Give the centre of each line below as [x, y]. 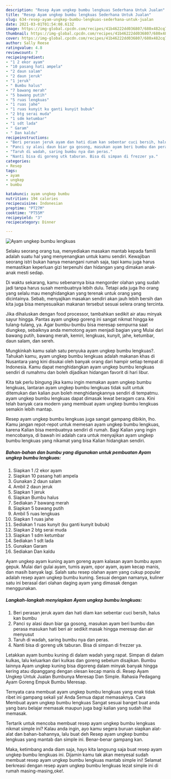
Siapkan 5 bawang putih [38, 508]
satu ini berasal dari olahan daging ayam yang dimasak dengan [72, 583]
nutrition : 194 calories [32, 199]
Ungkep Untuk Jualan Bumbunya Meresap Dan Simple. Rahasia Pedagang [83, 677]
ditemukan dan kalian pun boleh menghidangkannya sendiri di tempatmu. [82, 393]
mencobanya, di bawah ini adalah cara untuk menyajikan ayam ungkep [80, 435]
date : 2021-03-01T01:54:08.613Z [40, 24]
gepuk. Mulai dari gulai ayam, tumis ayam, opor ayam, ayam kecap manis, [83, 567]
